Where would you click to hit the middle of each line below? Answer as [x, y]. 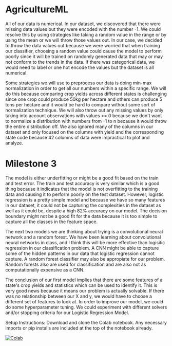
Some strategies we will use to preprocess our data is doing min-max [79, 83]
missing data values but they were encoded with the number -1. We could [83, 29]
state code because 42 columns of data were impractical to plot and [78, 137]
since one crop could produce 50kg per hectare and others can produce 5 [84, 99]
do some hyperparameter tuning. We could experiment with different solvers [86, 307]
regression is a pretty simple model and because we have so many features [85, 199]
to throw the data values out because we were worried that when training [83, 45]
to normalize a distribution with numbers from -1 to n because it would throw [86, 121]
